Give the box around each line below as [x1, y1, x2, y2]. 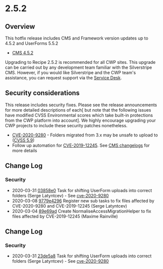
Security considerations [5, 89, 80, 97]
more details [12, 147, 37, 154]
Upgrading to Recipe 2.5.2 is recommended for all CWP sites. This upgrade [5, 59, 156, 65]
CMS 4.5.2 [12, 50, 34, 56]
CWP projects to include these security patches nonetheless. [5, 122, 128, 128]
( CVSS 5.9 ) [12, 137, 35, 143]
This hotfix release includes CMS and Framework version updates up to [5, 35, 148, 41]
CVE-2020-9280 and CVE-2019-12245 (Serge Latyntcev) [12, 203, 127, 209]
